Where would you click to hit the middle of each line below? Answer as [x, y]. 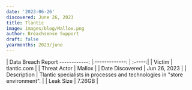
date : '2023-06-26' [31, 12]
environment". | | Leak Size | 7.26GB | [52, 80]
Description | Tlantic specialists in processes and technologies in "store [94, 75]
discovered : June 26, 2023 [40, 17]
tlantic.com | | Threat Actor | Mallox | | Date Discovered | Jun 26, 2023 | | [96, 68]
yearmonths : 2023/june [34, 45]
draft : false [22, 39]
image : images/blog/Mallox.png [45, 28]
